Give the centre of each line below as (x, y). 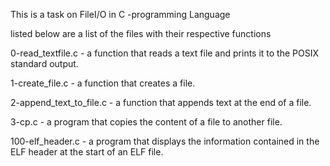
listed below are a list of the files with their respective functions (141, 33)
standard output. (44, 63)
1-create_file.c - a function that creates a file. (103, 83)
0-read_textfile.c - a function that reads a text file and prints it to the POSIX (165, 53)
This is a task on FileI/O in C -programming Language (120, 14)
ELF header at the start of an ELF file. (87, 152)
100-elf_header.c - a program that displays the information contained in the (165, 141)
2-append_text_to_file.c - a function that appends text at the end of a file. (161, 102)
